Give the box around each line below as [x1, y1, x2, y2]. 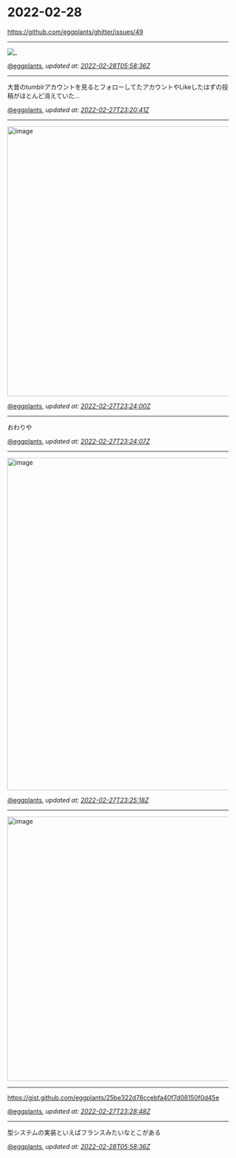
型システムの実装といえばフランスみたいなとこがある [7, 1128, 162, 1136]
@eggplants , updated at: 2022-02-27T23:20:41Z [7, 105, 150, 114]
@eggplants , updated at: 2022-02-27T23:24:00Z [7, 401, 151, 410]
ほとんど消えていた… [19, 91, 80, 99]
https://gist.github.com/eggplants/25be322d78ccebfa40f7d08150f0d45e [7, 1093, 220, 1102]
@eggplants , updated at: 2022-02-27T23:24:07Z [7, 437, 150, 445]
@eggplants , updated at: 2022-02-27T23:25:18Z [7, 796, 150, 804]
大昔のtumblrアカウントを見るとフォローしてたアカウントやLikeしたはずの [7, 83, 223, 91]
